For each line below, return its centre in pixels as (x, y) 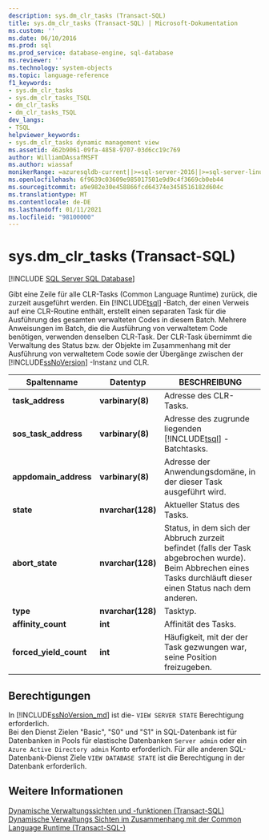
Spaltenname (52, 382)
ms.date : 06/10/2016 (43, 38)
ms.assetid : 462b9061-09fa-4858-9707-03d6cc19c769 (94, 150)
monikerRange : (32, 172)
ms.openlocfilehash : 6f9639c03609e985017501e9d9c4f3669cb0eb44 (116, 180)
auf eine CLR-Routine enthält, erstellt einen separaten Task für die (117, 311)
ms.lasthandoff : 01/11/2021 (55, 209)
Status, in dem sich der (207, 528)
